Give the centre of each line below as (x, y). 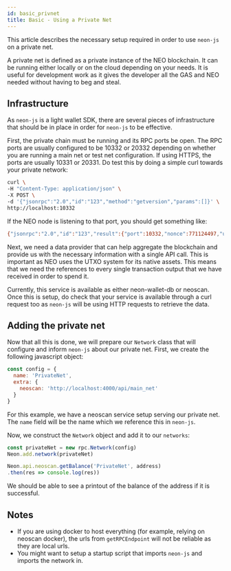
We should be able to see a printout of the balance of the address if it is (108, 486)
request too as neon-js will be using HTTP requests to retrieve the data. (108, 304)
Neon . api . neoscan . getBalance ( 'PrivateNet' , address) (84, 467)
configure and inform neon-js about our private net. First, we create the (108, 349)
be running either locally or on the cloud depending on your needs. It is (108, 67)
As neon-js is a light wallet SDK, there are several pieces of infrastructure (111, 120)
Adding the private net (56, 325)
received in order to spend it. (48, 276)
